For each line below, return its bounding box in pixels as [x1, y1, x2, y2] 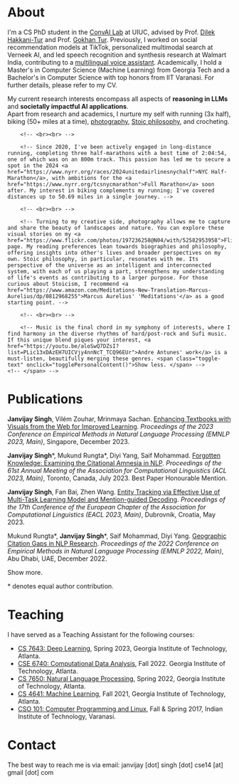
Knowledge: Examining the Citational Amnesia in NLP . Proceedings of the [7, 458, 222, 467]
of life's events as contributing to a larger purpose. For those [7, 274, 208, 281]
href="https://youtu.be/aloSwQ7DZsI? [7, 342, 119, 349]
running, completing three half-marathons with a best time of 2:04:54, [7, 149, 228, 157]
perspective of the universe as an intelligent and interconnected [7, 261, 212, 269]
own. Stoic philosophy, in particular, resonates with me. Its [7, 255, 199, 263]
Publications [7, 391, 83, 408]
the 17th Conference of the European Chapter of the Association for [7, 502, 206, 511]
